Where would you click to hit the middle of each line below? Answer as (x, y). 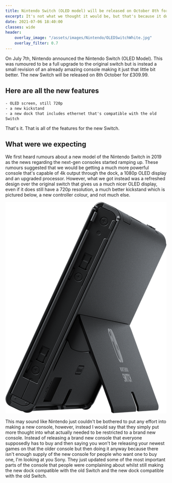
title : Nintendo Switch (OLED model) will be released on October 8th (82, 11)
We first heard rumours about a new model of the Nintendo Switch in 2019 (84, 157)
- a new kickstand (25, 108)
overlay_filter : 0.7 (36, 44)
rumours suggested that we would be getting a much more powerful (77, 167)
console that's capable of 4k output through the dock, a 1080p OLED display (86, 173)
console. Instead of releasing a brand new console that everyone (74, 437)
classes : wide (20, 27)
